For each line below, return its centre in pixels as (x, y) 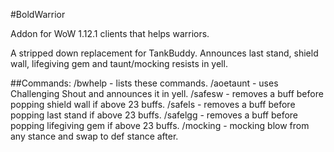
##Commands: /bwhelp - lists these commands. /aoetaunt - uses (144, 83)
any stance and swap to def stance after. (94, 136)
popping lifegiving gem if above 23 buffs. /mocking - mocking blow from (160, 125)
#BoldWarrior (38, 14)
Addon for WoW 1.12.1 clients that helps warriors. (110, 33)
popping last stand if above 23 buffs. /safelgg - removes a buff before (154, 115)
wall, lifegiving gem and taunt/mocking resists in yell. (119, 63)
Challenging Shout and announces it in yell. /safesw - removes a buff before (167, 93)
